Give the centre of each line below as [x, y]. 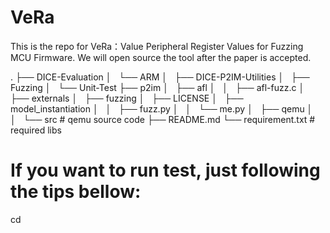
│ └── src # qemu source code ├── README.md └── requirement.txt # [163, 119]
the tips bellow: [76, 192]
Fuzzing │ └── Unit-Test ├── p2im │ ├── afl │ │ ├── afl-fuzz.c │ [157, 87]
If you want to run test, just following [165, 170]
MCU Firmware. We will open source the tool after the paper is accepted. [161, 57]
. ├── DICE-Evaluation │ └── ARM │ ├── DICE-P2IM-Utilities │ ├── [160, 77]
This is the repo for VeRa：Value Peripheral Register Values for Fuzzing [157, 46]
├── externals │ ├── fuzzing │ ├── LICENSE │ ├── [127, 98]
